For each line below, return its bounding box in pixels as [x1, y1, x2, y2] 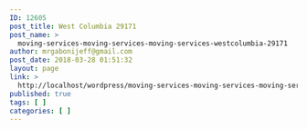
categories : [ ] [9, 106, 71, 115]
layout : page [9, 64, 59, 74]
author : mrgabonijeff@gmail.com [9, 47, 132, 56]
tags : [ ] [9, 97, 48, 107]
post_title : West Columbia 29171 [9, 22, 137, 31]
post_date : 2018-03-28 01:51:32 [9, 55, 132, 64]
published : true [9, 89, 71, 98]
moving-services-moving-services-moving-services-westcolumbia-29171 [17, 38, 288, 48]
